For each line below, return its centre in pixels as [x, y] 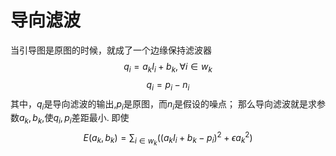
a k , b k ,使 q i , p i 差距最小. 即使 [74, 119]
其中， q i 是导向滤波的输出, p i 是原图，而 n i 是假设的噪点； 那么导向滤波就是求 [163, 104]
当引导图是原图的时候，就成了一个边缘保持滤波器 [111, 50]
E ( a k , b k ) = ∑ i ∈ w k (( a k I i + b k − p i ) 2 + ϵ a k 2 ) [168, 138]
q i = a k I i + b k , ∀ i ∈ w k [168, 67]
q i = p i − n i [168, 85]
